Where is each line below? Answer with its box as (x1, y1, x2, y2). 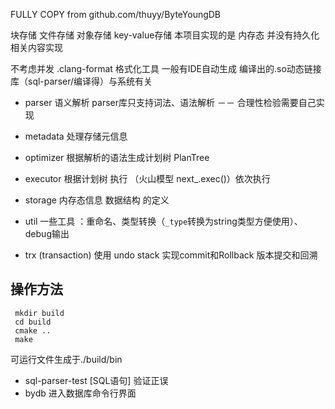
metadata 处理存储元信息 (24, 130, 128, 142)
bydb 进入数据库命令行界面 (24, 387, 137, 399)
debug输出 (24, 228, 70, 239)
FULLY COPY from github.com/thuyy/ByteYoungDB (10, 9, 222, 20)
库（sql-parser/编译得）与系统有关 (10, 75, 153, 87)
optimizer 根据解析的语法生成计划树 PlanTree (24, 152, 210, 163)
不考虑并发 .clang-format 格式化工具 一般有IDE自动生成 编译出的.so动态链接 (10, 63, 322, 74)
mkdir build (14, 308, 65, 318)
